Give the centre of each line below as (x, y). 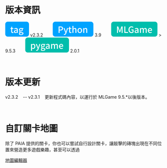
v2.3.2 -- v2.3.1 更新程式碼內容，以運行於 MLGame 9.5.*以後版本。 (77, 97)
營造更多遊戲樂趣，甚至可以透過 (47, 150)
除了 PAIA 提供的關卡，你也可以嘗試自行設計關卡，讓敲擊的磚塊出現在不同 (81, 143)
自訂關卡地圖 (32, 129)
